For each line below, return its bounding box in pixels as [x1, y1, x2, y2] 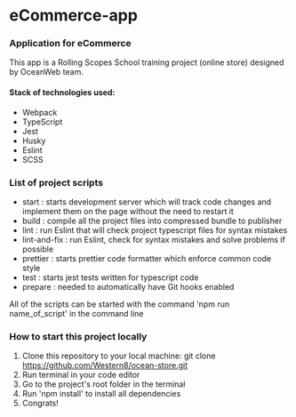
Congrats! [21, 397, 60, 409]
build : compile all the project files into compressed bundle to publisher [21, 215, 283, 226]
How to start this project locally [9, 330, 148, 342]
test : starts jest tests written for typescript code [21, 272, 199, 283]
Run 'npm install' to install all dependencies [21, 389, 181, 399]
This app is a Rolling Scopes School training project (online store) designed [9, 57, 284, 68]
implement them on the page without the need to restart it [21, 205, 234, 216]
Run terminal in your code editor [21, 370, 140, 381]
